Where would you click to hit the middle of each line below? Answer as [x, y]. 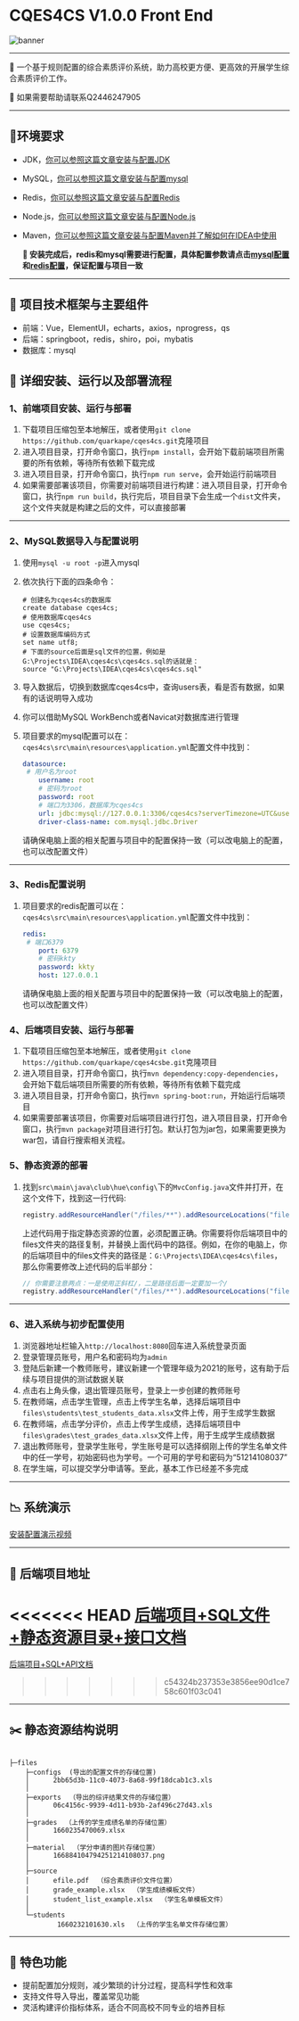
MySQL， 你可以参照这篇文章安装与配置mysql [105, 178]
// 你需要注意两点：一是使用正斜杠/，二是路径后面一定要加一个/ [125, 1283]
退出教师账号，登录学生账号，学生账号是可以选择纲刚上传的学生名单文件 [154, 1446]
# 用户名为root [52, 772]
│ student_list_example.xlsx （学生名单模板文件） [126, 1899]
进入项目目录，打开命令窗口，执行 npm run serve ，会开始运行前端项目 [149, 474]
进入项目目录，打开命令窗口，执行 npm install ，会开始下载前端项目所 [149, 452]
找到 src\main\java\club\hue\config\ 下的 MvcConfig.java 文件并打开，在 [153, 1186]
